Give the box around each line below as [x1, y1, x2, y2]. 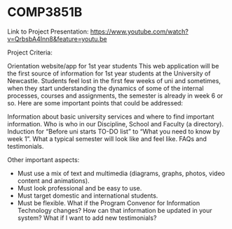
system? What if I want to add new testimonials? [17, 214, 157, 222]
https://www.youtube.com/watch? [90, 27, 189, 36]
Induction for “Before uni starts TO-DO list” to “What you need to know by [7, 127, 221, 135]
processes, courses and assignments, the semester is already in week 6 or [7, 91, 224, 100]
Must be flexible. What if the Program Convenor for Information [17, 198, 200, 207]
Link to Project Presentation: [7, 27, 89, 36]
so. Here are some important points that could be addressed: [7, 98, 184, 107]
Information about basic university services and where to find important [7, 112, 214, 121]
